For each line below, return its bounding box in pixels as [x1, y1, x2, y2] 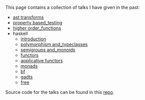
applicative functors [20, 58, 63, 63]
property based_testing [12, 20, 63, 26]
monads [20, 63, 38, 69]
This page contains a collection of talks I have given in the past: [5, 5, 140, 10]
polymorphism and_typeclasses [20, 41, 88, 47]
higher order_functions [12, 25, 62, 31]
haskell [12, 31, 28, 36]
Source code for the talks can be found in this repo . [5, 89, 115, 95]
